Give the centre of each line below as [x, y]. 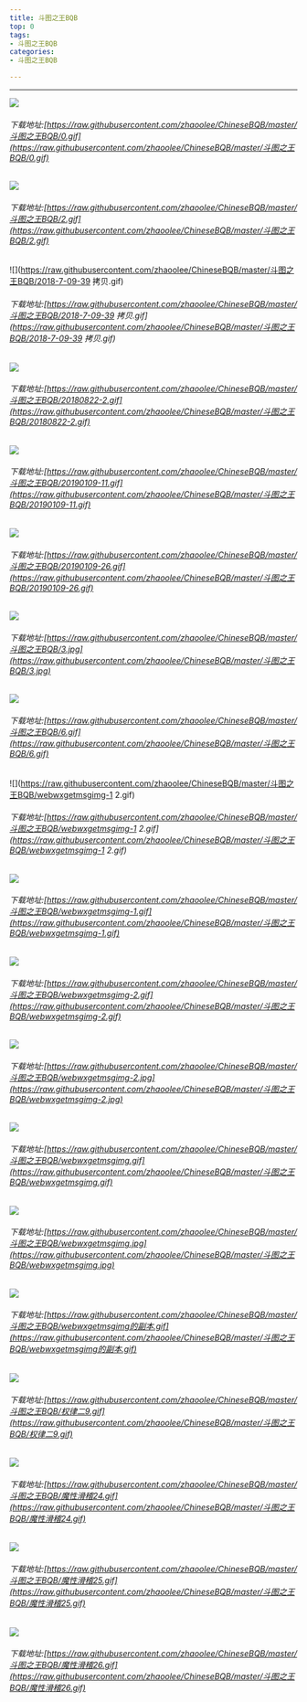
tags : [20, 35]
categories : [32, 52]
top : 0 [22, 27]
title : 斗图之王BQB [44, 18]
